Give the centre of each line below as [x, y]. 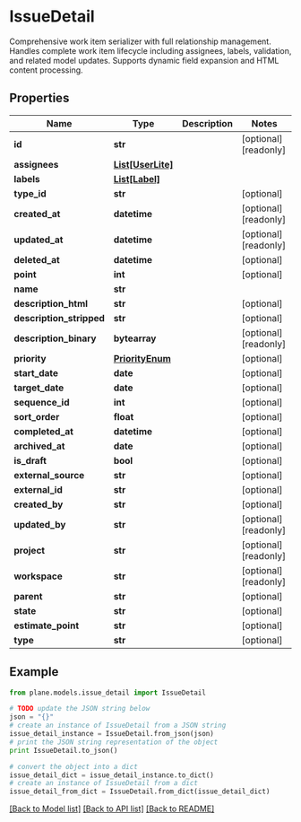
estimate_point [47, 625]
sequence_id [42, 402]
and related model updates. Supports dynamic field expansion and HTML [144, 60]
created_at [37, 214]
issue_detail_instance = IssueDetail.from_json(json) [112, 734]
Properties [39, 98]
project [30, 550]
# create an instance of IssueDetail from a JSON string [118, 726]
